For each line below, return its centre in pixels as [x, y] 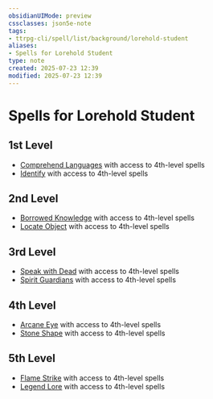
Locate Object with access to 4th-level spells [95, 227]
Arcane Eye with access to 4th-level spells [90, 325]
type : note [27, 61]
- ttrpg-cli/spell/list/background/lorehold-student [98, 38]
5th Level [32, 358]
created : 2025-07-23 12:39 [53, 69]
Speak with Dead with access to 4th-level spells [99, 272]
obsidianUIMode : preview [50, 16]
